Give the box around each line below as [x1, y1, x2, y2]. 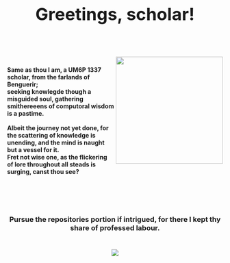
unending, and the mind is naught [7, 138, 105, 147]
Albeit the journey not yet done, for [7, 124, 109, 132]
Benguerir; [7, 80, 39, 88]
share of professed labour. [70, 223, 160, 232]
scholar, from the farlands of [7, 73, 90, 82]
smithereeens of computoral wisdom [7, 102, 114, 110]
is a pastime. [7, 110, 44, 118]
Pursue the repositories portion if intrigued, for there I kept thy [9, 214, 221, 224]
